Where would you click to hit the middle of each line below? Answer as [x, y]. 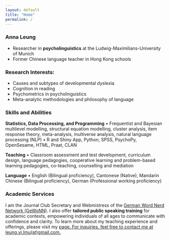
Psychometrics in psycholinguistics [49, 94]
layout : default [22, 10]
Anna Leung [21, 37]
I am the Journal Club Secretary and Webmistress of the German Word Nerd [85, 205]
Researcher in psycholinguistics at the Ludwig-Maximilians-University [87, 48]
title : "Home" [20, 15]
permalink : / [19, 19]
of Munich [23, 53]
